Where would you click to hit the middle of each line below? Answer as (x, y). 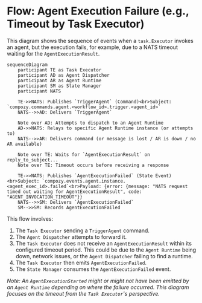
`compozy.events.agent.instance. (84, 181)
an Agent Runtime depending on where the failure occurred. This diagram (98, 287)
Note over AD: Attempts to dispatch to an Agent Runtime (91, 123)
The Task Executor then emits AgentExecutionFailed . (81, 262)
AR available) (25, 144)
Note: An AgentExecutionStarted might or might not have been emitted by (98, 281)
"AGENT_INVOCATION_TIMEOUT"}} (45, 197)
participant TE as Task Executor (60, 70)
